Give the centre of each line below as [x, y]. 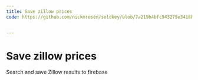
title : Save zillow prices [39, 11]
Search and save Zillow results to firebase [57, 72]
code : [13, 17]
